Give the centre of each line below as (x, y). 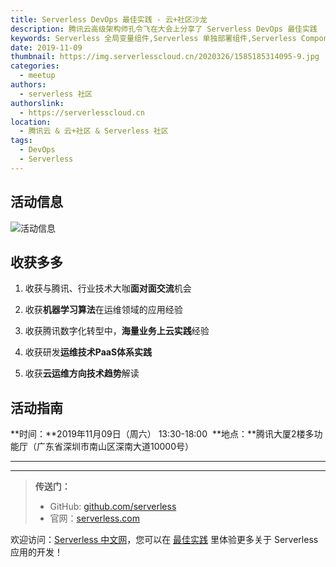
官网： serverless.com (94, 518)
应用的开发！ (36, 552)
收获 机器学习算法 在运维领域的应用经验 (103, 310)
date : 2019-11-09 (46, 47)
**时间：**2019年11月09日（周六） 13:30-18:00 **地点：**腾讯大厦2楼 (158, 434)
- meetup (37, 76)
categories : (35, 66)
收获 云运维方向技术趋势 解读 (82, 373)
